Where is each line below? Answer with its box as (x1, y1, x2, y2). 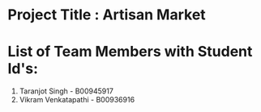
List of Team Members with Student (7, 43, 253, 61)
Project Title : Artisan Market (7, 6, 206, 24)
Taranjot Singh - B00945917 (19, 86, 114, 96)
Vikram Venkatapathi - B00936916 (19, 95, 135, 105)
